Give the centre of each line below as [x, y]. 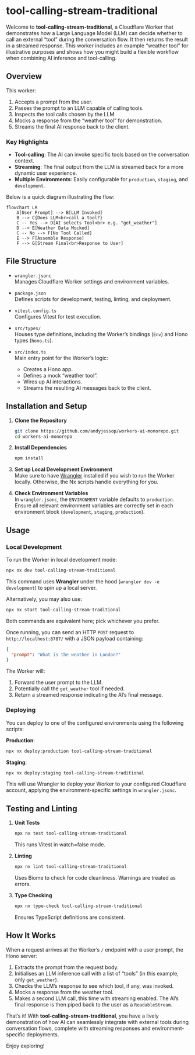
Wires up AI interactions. [53, 382]
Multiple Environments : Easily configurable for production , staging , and [101, 179]
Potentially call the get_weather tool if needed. [70, 689]
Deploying [21, 710]
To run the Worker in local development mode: [62, 559]
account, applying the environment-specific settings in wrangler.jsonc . [91, 790]
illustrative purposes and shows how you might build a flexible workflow [93, 51]
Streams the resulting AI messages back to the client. [87, 388]
